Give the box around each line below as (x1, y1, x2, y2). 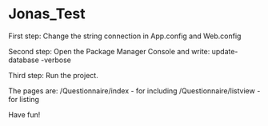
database (8, 55, 40, 65)
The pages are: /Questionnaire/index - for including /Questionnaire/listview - (8, 85, 261, 96)
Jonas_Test (8, 5, 86, 23)
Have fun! (8, 109, 41, 120)
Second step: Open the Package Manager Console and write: (8, 46, 210, 56)
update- (211, 46, 238, 56)
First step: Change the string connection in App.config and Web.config (8, 31, 242, 41)
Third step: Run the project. (8, 70, 98, 80)
